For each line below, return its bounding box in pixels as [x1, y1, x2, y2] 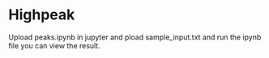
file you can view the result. [8, 40, 101, 50]
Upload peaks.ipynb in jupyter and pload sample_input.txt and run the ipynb [8, 32, 262, 42]
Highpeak [8, 6, 75, 24]
